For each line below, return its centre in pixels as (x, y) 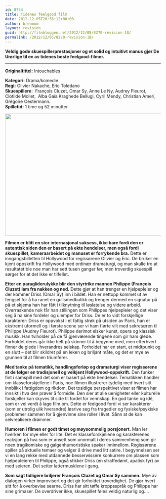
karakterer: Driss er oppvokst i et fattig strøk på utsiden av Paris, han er (78, 320)
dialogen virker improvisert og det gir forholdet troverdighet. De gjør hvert (80, 481)
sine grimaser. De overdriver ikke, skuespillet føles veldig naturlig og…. (77, 491)
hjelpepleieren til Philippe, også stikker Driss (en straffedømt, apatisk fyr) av (82, 460)
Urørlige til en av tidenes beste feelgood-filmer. (55, 56)
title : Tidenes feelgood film (36, 14)
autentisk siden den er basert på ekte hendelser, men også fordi (72, 248)
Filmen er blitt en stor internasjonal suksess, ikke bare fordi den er (74, 242)
